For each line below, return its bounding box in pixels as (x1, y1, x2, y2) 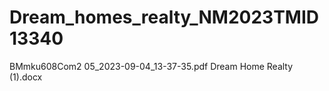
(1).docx (9, 71, 43, 83)
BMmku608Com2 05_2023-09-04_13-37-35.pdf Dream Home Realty (9, 60, 294, 72)
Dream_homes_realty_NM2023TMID (9, 6, 319, 29)
